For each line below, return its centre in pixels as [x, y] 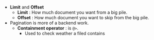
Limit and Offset [27, 7]
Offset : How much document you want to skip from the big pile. [83, 18]
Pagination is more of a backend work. [49, 23]
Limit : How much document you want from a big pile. [72, 12]
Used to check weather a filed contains [65, 33]
